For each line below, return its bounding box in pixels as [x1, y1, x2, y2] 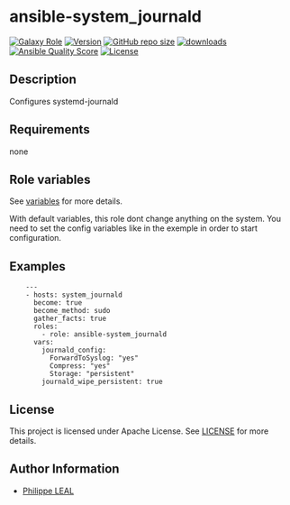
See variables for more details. [9, 196, 123, 207]
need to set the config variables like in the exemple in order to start [9, 223, 258, 234]
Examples [9, 259, 66, 274]
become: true [32, 298, 83, 308]
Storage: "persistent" [49, 370, 135, 379]
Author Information [9, 462, 120, 477]
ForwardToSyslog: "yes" [49, 353, 140, 363]
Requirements [9, 122, 90, 137]
